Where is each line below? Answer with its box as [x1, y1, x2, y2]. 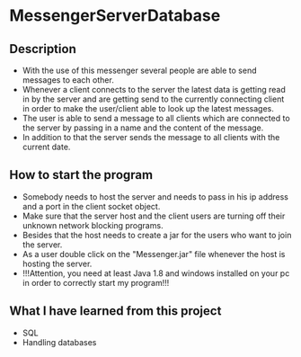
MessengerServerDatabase [9, 5, 221, 26]
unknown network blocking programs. [22, 219, 164, 230]
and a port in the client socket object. [22, 201, 161, 211]
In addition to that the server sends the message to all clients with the [22, 132, 280, 142]
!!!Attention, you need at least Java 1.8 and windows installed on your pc [22, 267, 290, 279]
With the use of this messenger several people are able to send [22, 65, 257, 76]
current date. [22, 141, 71, 152]
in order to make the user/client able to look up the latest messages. [22, 103, 274, 113]
